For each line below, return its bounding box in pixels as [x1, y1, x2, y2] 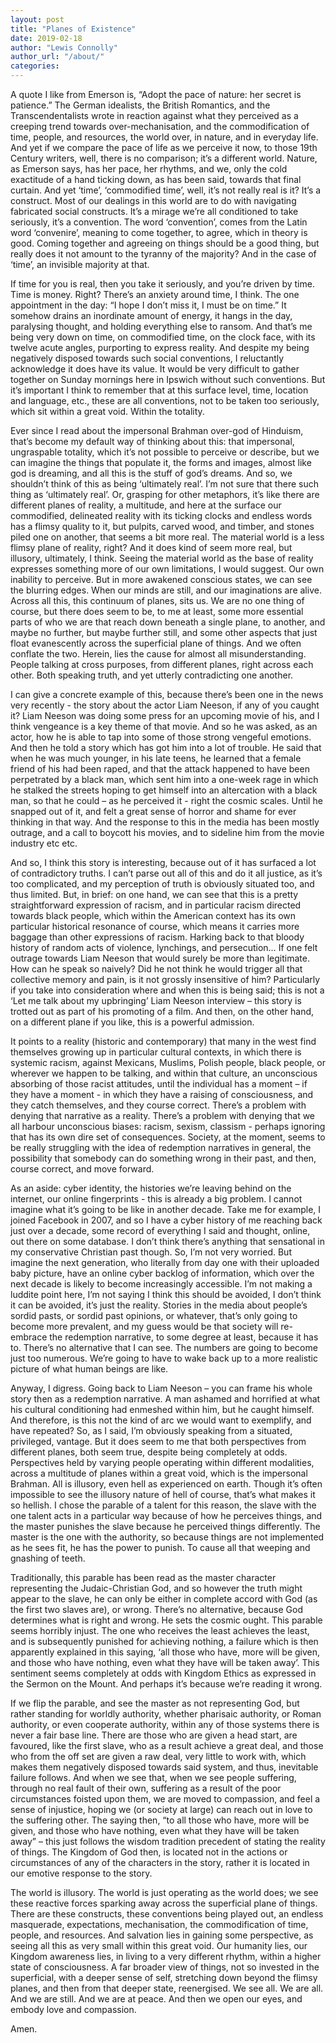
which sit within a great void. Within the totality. [10, 406, 205, 417]
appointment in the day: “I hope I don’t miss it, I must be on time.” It [10, 299, 287, 311]
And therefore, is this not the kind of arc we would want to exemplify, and [10, 1414, 312, 1426]
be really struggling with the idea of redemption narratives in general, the [10, 1142, 312, 1153]
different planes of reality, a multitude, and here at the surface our [10, 499, 282, 511]
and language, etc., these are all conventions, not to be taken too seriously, [10, 395, 320, 406]
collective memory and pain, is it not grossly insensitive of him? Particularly [10, 974, 321, 985]
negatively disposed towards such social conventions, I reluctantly [10, 352, 285, 364]
